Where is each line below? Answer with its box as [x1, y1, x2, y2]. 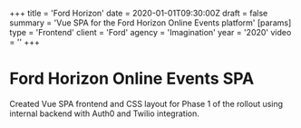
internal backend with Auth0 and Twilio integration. [9, 108, 199, 119]
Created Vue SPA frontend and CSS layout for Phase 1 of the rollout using [9, 98, 284, 109]
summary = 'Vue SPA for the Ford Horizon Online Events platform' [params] [9, 17, 292, 28]
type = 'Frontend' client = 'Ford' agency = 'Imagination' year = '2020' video [9, 27, 292, 37]
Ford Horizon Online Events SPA [9, 68, 255, 89]
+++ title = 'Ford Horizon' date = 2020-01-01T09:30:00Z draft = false [9, 8, 268, 18]
